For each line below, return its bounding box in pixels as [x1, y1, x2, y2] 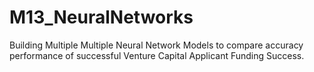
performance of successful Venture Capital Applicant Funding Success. [9, 49, 305, 61]
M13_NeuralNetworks [9, 6, 194, 29]
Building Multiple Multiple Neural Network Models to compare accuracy [9, 39, 304, 51]
